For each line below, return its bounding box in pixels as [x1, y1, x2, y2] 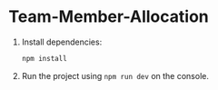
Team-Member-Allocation [8, 6, 210, 27]
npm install [21, 54, 67, 63]
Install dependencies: [21, 36, 103, 47]
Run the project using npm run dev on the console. [21, 70, 210, 81]
